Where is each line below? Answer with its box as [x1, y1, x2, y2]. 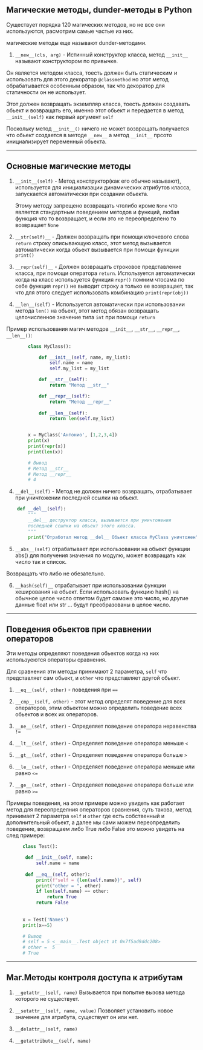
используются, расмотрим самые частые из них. [6, 27, 134, 35]
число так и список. [14, 558, 67, 565]
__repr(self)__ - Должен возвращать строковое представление [14, 263, 182, 270]
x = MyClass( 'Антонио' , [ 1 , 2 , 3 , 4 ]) [28, 432, 118, 438]
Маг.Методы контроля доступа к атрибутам [6, 972, 183, 983]
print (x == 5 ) [22, 922, 53, 928]
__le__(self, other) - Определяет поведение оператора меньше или [14, 763, 195, 770]
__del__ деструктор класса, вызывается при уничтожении [28, 517, 172, 523]
